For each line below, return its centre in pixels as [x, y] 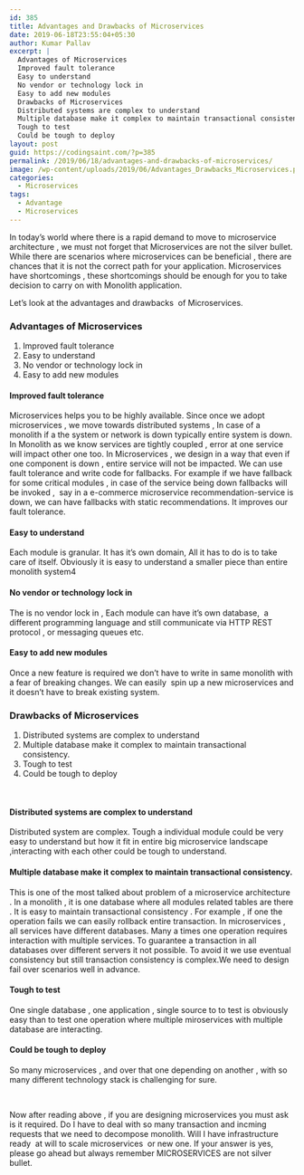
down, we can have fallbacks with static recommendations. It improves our [149, 502]
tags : [19, 195]
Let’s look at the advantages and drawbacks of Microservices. [126, 302]
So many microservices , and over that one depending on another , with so [148, 1070]
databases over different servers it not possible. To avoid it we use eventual [150, 950]
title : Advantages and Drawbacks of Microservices [107, 26]
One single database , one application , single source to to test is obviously [149, 1009]
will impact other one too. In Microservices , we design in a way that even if [150, 454]
